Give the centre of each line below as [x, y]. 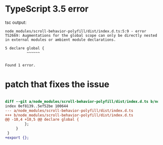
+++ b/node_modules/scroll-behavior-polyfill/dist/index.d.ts [69, 115]
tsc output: [16, 22]
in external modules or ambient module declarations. [61, 40]
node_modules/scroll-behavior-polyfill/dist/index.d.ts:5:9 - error [76, 31]
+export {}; [17, 137]
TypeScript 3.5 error [47, 9]
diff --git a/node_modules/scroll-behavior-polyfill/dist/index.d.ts [77, 101]
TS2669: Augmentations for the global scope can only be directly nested [81, 35]
